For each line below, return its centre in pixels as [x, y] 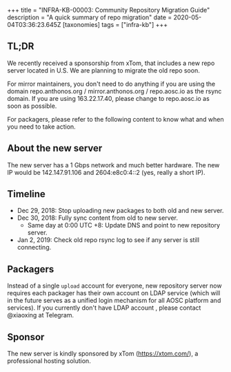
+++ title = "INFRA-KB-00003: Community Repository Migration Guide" [109, 10]
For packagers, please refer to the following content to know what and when [115, 119]
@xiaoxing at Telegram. [41, 315]
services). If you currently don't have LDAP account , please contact [104, 308]
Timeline [27, 194]
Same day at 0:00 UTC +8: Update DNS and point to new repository [124, 225]
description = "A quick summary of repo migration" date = [90, 17]
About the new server [55, 148]
